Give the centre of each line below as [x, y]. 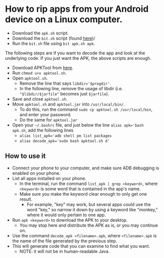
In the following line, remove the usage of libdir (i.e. [71, 88]
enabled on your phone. [36, 173]
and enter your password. [46, 114]
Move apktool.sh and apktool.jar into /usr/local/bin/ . [69, 104]
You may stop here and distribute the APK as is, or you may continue [89, 225]
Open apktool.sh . [30, 78]
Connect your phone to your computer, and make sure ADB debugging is [86, 168]
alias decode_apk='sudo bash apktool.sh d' [65, 141]
